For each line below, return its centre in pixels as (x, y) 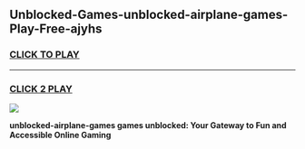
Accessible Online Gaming (60, 135)
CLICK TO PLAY (44, 55)
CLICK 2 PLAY (41, 88)
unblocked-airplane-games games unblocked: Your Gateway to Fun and (148, 125)
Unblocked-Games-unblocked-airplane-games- (149, 15)
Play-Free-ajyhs (56, 29)
